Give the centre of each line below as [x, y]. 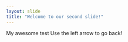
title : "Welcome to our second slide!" [55, 17]
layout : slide [23, 11]
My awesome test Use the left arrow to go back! [64, 33]
